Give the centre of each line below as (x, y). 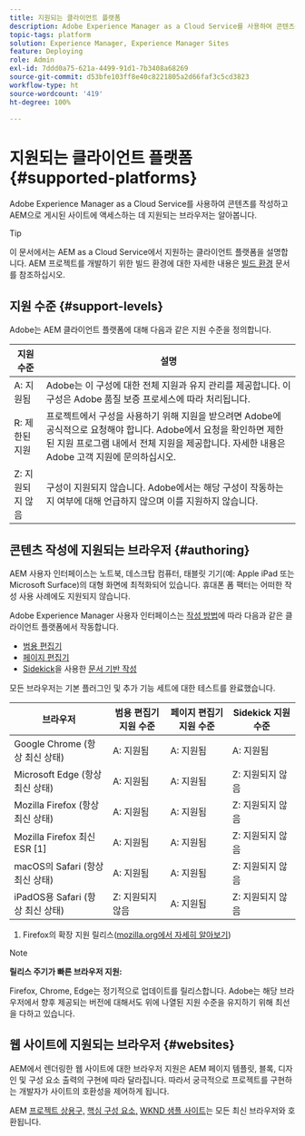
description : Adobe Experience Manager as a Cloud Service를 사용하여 (141, 26)
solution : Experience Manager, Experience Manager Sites (119, 43)
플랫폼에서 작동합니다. (80, 626)
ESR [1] (30, 848)
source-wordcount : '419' (56, 93)
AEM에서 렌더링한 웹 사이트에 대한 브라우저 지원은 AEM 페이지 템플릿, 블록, (143, 1068)
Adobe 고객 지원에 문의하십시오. (111, 457)
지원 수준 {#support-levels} (86, 306)
